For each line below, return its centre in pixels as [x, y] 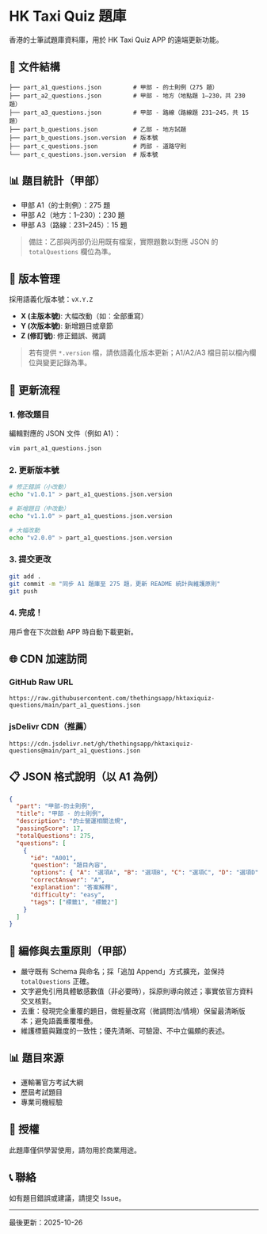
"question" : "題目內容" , [69, 865]
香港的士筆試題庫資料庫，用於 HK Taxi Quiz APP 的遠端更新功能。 [116, 40]
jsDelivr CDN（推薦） [50, 727]
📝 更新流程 [34, 390]
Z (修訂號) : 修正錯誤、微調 [63, 336]
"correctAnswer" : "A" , [67, 880]
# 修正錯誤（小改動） [39, 487]
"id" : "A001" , [53, 858]
